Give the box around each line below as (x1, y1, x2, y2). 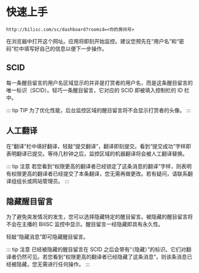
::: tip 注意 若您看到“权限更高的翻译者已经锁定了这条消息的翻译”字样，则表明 (6, 163, 192, 170)
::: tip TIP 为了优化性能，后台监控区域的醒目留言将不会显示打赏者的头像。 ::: (6, 106, 191, 113)
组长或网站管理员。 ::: (16, 177, 70, 185)
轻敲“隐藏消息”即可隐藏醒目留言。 (6, 233, 89, 240)
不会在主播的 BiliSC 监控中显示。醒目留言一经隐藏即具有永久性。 (6, 221, 164, 228)
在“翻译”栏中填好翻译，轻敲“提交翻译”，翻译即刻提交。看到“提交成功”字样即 (6, 142, 191, 150)
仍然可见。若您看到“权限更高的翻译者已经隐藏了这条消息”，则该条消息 (16, 253, 188, 261)
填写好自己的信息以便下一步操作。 (24, 45, 108, 52)
